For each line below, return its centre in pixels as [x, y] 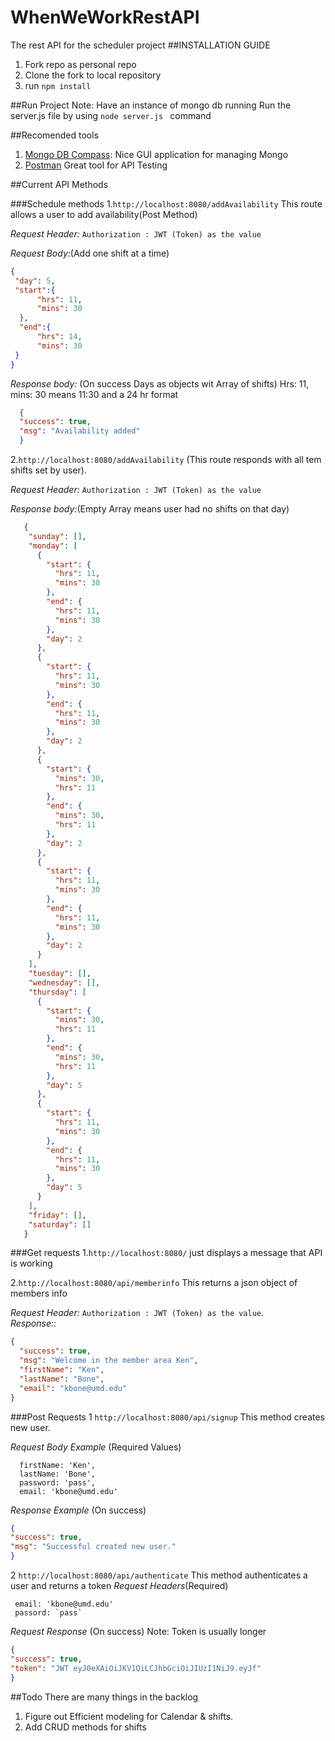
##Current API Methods [59, 184]
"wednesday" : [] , [64, 982]
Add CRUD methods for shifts [85, 1727]
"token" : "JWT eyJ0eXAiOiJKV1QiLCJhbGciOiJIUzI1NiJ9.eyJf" [136, 1668]
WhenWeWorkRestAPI [105, 17]
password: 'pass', [58, 1482]
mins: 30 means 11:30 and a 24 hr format [94, 394]
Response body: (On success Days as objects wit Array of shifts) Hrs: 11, [160, 383]
